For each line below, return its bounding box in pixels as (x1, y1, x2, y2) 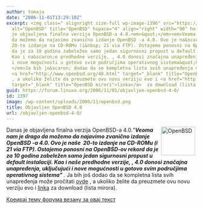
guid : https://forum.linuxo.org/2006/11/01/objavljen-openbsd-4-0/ (6, 88, 180, 94)
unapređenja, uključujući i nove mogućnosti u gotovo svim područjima (6, 165, 187, 172)
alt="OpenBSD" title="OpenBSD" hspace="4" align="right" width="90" (11, 25, 188, 32)
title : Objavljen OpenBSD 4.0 (6, 104, 83, 111)
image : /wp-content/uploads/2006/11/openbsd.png (6, 98, 131, 104)
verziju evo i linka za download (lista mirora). (6, 184, 117, 191)
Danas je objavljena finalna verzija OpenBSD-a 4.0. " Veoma (6, 126, 153, 133)
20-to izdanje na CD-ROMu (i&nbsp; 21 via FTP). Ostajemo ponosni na (11, 43, 190, 49)
